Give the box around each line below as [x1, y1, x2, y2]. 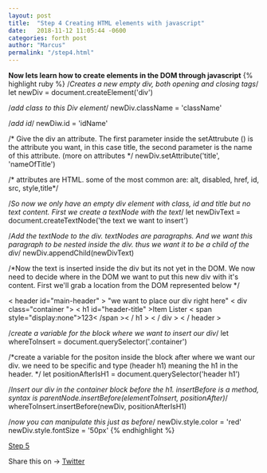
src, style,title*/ [8, 183, 59, 192]
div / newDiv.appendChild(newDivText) [8, 248, 135, 258]
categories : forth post [8, 34, 88, 42]
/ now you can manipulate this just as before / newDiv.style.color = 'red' [8, 417, 241, 427]
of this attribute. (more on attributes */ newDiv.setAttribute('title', [8, 151, 221, 160]
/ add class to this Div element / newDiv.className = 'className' [8, 103, 222, 112]
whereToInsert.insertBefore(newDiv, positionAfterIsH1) [8, 402, 187, 411]
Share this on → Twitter [8, 456, 85, 466]
